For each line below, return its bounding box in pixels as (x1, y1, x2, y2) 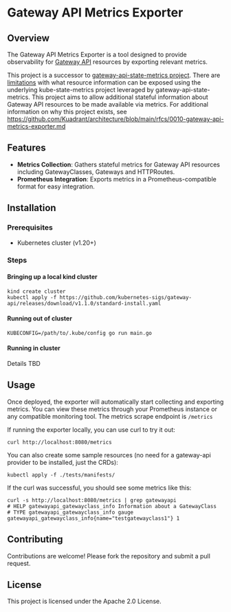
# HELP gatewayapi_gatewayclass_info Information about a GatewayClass (7, 503, 217, 510)
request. (7, 559, 31, 567)
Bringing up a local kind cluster (7, 273, 98, 281)
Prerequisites (7, 223, 53, 232)
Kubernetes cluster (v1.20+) (16, 239, 96, 247)
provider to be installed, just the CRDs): (7, 458, 118, 466)
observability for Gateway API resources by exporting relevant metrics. (7, 58, 208, 66)
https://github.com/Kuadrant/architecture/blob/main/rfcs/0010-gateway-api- (7, 115, 224, 123)
